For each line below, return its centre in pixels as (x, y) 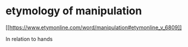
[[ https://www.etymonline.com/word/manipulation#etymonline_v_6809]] (94, 27)
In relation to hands (29, 39)
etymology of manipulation (74, 11)
